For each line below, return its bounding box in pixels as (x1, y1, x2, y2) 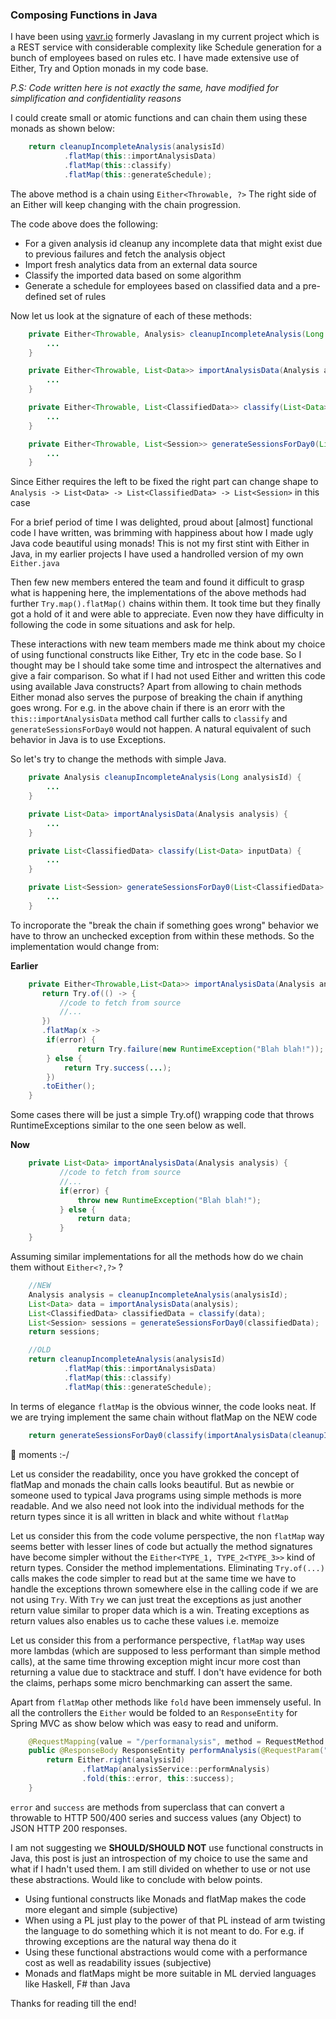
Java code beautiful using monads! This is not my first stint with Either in (10, 538, 310, 550)
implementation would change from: (10, 940, 160, 952)
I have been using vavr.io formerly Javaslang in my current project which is (10, 31, 320, 43)
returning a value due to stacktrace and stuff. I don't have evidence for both (10, 1666, 322, 1678)
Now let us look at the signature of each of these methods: (10, 309, 252, 322)
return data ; (77, 1214, 132, 1224)
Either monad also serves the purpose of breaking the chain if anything (10, 691, 303, 703)
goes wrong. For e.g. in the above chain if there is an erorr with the (10, 702, 286, 714)
